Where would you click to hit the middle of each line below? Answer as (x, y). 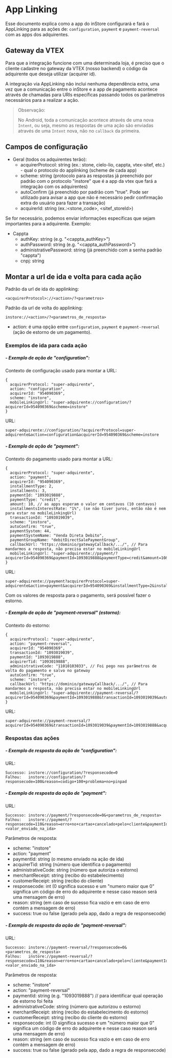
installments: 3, (28, 491)
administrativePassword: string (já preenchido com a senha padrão (91, 250)
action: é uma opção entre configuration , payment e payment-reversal (86, 327)
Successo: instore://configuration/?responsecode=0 (61, 773)
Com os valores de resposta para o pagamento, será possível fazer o (78, 596)
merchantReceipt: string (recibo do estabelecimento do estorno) (80, 1012)
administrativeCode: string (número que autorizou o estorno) (77, 1007)
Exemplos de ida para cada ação (46, 346)
